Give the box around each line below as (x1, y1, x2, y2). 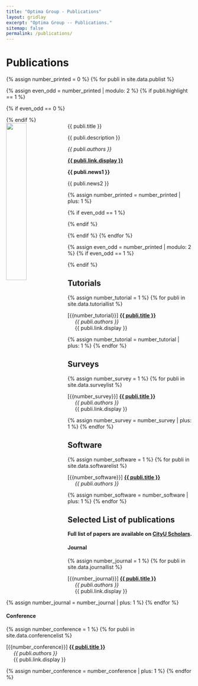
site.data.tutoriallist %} (67, 300, 123, 308)
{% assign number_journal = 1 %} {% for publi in (67, 557, 186, 564)
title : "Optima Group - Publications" (6, 8, 102, 15)
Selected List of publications (67, 514, 176, 525)
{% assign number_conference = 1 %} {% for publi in (6, 625, 135, 633)
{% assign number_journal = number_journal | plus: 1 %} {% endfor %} (6, 598, 179, 606)
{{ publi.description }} (67, 134, 121, 141)
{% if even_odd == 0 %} (6, 105, 65, 112)
